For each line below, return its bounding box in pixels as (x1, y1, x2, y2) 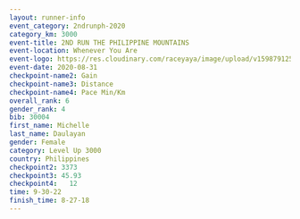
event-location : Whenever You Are (9, 46, 138, 55)
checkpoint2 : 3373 (9, 163, 78, 172)
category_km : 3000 (9, 29, 78, 38)
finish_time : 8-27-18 (9, 196, 90, 206)
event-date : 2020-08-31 (9, 63, 98, 72)
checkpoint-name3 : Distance (9, 80, 114, 88)
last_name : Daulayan (9, 130, 87, 139)
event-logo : (9, 55, 54, 63)
